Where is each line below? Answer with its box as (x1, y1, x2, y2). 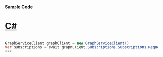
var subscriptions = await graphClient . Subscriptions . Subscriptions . (5, 45, 149, 50)
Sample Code (5, 4, 33, 10)
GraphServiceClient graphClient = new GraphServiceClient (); (5, 41, 131, 46)
